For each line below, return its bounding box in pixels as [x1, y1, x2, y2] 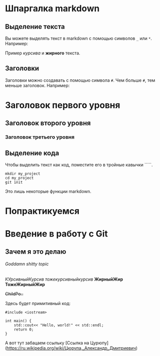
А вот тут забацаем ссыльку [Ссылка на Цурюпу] [5, 340, 109, 346]
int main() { [5, 319, 32, 324]
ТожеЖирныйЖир [5, 282, 46, 287]
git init [5, 180, 23, 185]
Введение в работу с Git [5, 228, 108, 239]
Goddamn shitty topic [5, 261, 49, 267]
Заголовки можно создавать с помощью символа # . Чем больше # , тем [5, 77, 156, 83]
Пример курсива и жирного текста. [5, 50, 81, 56]
